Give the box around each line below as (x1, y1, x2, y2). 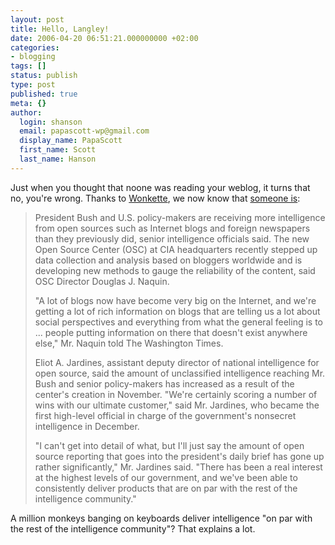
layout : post (10, 14, 65, 25)
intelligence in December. (34, 420, 140, 432)
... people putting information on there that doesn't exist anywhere (34, 326, 308, 338)
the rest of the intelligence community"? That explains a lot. (10, 522, 256, 535)
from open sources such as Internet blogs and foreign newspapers (34, 222, 311, 234)
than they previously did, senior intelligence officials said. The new (34, 232, 310, 245)
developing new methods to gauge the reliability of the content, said (34, 264, 316, 276)
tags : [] (10, 61, 47, 71)
